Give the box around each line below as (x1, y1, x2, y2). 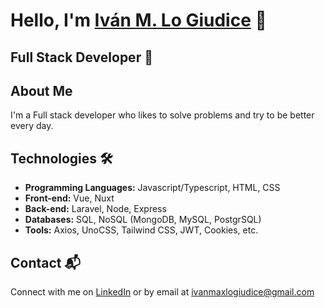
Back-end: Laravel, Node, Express (24, 203, 167, 215)
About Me (10, 82, 73, 99)
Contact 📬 (10, 254, 81, 271)
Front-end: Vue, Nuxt (24, 192, 115, 204)
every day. (10, 120, 54, 132)
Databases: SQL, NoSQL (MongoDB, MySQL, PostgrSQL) (24, 214, 262, 226)
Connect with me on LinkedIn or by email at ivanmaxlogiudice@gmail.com (10, 286, 315, 298)
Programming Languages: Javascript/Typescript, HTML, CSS (24, 182, 281, 194)
